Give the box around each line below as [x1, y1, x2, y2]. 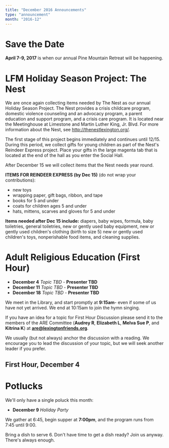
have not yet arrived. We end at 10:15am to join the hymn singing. [5, 305, 140, 311]
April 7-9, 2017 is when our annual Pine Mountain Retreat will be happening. [5, 55, 163, 61]
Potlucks [5, 380, 43, 392]
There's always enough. [5, 437, 55, 443]
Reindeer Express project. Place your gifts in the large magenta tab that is [5, 147, 157, 153]
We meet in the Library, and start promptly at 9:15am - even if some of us [5, 300, 156, 306]
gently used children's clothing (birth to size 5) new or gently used [5, 229, 143, 235]
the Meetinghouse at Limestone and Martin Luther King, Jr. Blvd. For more [5, 121, 159, 127]
